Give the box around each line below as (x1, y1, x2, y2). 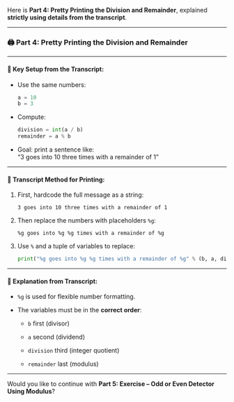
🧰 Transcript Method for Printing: (7, 175, 105, 184)
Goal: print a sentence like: (17, 145, 95, 154)
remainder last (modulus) (27, 360, 99, 368)
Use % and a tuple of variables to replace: (17, 242, 136, 250)
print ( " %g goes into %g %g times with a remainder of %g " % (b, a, (17, 255, 218, 263)
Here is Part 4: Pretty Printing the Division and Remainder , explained (7, 6, 208, 14)
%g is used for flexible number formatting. (17, 292, 136, 301)
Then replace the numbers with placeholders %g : (17, 216, 157, 225)
